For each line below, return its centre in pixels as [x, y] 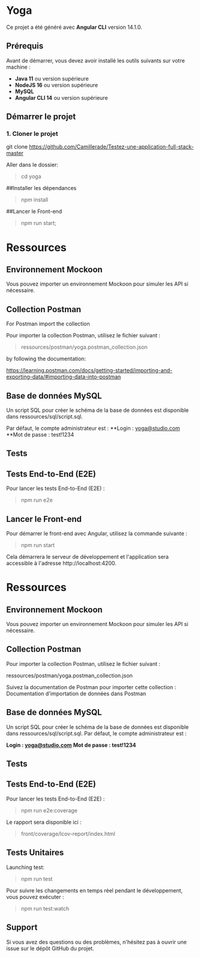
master [15, 153]
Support [22, 928]
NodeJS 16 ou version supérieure [56, 85]
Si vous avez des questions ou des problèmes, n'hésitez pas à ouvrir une [97, 942]
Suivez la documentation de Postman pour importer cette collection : [91, 687]
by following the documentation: [46, 359]
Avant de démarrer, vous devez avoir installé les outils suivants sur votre [95, 60]
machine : [19, 67]
